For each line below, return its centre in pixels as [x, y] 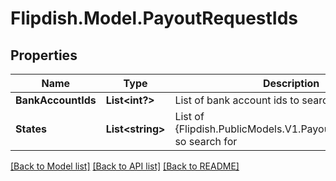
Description [291, 83]
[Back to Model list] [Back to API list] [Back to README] [125, 166]
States [31, 129]
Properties [44, 55]
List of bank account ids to [237, 100]
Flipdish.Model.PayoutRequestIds [154, 18]
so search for [206, 141]
